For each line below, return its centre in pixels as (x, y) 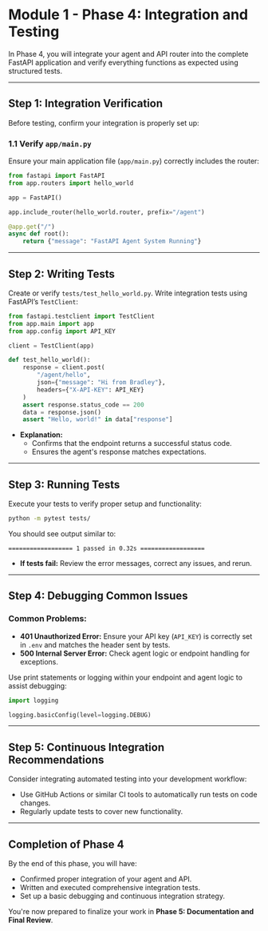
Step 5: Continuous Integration (87, 747)
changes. (35, 803)
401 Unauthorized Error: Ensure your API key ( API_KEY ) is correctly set (136, 636)
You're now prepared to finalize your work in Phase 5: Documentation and (131, 912)
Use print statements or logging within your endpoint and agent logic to (126, 677)
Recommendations (56, 759)
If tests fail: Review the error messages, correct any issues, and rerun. (136, 564)
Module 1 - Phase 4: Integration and (128, 15)
